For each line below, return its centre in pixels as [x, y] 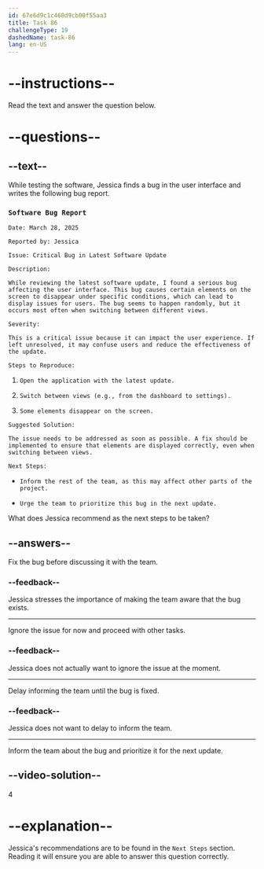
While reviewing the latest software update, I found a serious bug [123, 283]
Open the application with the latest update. [97, 381]
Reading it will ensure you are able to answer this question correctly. [119, 856]
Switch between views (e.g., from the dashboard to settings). [125, 396]
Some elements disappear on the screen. [86, 411]
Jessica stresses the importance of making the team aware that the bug [125, 599]
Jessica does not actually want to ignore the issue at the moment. [115, 668]
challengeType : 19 [38, 30]
